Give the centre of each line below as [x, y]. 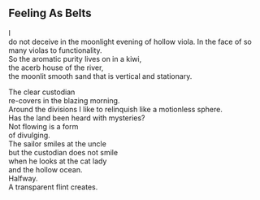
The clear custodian [42, 92]
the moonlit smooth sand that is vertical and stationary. [100, 76]
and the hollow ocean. [45, 169]
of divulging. [29, 135]
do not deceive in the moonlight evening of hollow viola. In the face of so [130, 41]
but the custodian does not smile [63, 152]
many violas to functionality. [56, 50]
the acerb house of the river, [56, 67]
